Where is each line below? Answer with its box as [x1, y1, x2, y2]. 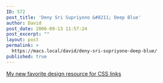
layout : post [6, 37, 39, 43]
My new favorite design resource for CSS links [6, 70, 121, 77]
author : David [6, 20, 42, 26]
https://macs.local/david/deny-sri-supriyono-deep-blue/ [11, 48, 158, 54]
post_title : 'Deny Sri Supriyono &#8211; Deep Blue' [6, 14, 141, 20]
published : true [6, 54, 47, 60]
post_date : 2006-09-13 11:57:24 [6, 25, 87, 32]
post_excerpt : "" [6, 31, 50, 37]
